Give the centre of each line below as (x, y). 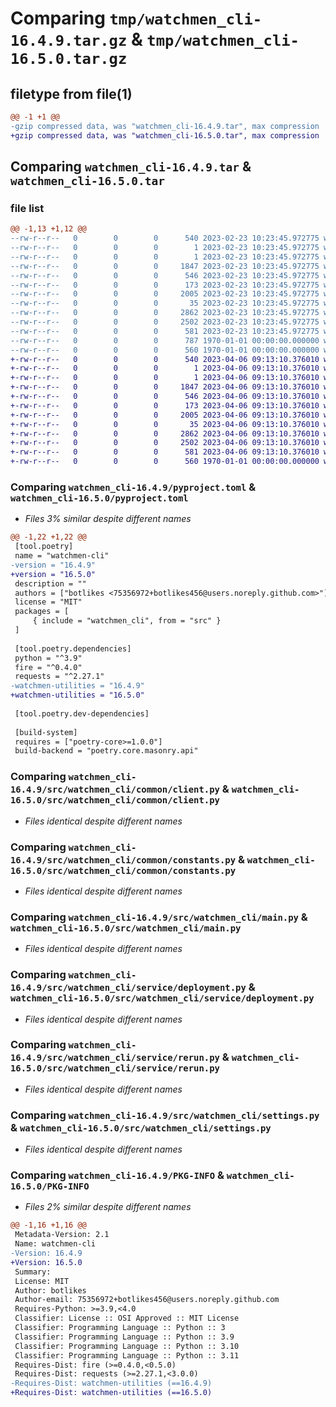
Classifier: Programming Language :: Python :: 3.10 (127, 1346)
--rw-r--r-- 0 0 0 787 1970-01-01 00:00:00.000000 (165, 340)
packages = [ (42, 612)
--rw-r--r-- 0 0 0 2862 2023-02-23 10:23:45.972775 (165, 313)
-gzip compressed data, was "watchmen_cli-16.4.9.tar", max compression (165, 126)
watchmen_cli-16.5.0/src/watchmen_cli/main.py (126, 928)
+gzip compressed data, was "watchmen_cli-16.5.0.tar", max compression (165, 135)
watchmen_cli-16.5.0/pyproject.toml (99, 498)
